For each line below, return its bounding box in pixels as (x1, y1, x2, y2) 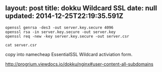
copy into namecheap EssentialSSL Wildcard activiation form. (5, 51, 133, 57)
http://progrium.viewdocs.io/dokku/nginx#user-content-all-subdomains (5, 61, 153, 67)
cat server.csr (5, 42, 37, 47)
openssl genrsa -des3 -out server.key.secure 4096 (5, 25, 114, 30)
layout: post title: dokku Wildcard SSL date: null (5, 4, 157, 12)
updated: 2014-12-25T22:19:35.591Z (5, 12, 124, 20)
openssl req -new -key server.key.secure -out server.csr (5, 33, 129, 39)
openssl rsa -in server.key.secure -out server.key (5, 29, 116, 34)
